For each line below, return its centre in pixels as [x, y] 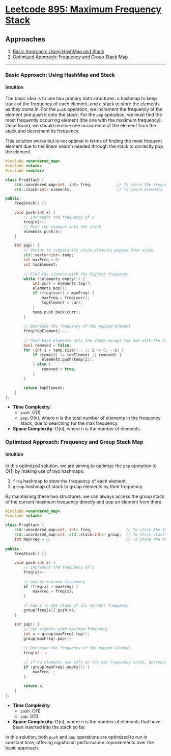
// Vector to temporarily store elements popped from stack [89, 250]
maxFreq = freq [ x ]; [53, 591]
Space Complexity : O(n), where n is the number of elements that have [87, 721]
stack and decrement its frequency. [42, 131]
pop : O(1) [29, 716]
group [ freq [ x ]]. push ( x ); [50, 610]
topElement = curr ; [62, 303]
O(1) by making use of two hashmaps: [45, 471]
